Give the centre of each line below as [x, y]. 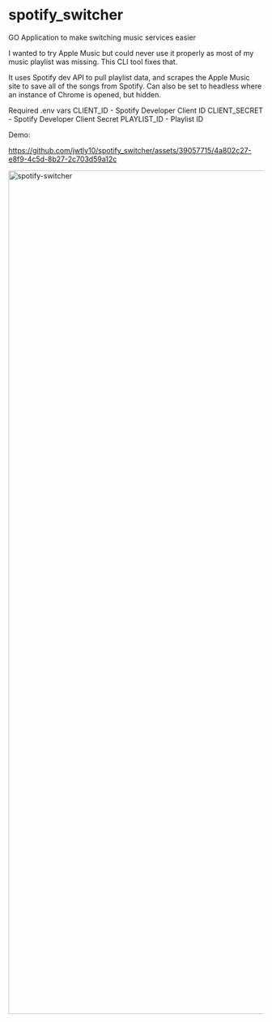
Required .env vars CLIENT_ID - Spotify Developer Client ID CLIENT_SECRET [136, 110]
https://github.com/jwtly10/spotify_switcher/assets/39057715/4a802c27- [130, 150]
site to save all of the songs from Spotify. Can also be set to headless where [135, 86]
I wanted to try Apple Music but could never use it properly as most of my [131, 53]
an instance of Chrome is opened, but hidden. [85, 94]
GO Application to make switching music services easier [102, 37]
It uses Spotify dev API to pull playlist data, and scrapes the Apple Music [129, 77]
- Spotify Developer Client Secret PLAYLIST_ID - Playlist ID [106, 118]
